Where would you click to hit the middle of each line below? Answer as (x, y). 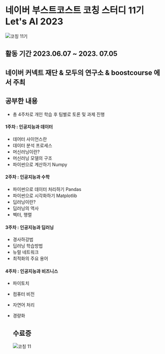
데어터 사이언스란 (30, 139)
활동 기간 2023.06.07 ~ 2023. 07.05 (61, 54)
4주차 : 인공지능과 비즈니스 (32, 271)
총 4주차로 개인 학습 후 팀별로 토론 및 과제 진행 (59, 114)
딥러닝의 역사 (26, 208)
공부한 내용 (22, 101)
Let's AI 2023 (34, 22)
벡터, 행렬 (22, 214)
